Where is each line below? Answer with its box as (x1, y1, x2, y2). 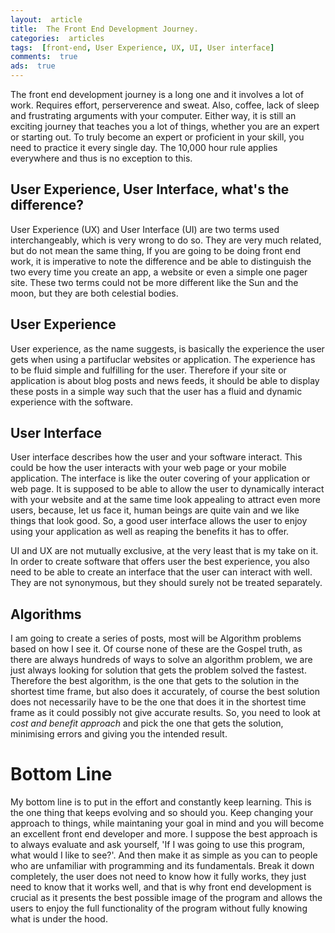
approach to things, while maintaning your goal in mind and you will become (10, 817, 325, 830)
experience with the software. (10, 396, 133, 408)
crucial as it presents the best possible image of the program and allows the (10, 892, 323, 904)
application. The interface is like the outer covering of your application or (10, 472, 311, 485)
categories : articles (10, 33, 105, 43)
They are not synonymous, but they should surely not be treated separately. (10, 577, 323, 589)
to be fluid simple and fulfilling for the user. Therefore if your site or (10, 364, 287, 376)
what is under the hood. (10, 913, 108, 925)
